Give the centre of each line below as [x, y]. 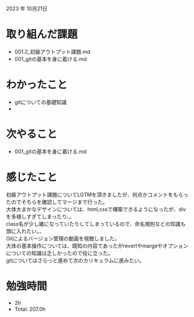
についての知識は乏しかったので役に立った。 [60, 253]
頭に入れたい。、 [25, 231]
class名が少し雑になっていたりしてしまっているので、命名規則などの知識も [96, 223]
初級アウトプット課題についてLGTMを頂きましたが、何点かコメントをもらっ [97, 194]
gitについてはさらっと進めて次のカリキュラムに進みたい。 [75, 260]
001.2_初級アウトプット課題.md [52, 51]
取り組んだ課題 [42, 35]
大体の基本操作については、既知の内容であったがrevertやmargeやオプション [97, 246]
